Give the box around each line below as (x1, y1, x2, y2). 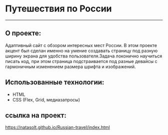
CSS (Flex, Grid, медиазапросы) (12, 96, 80, 102)
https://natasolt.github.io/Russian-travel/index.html (5, 124, 110, 130)
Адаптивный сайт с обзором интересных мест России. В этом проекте (5, 42, 157, 48)
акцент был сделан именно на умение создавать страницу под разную (5, 47, 158, 53)
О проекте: (5, 29, 41, 37)
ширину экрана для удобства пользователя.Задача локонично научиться (5, 53, 162, 59)
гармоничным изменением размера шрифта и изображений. (5, 63, 136, 69)
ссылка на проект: (5, 111, 66, 119)
